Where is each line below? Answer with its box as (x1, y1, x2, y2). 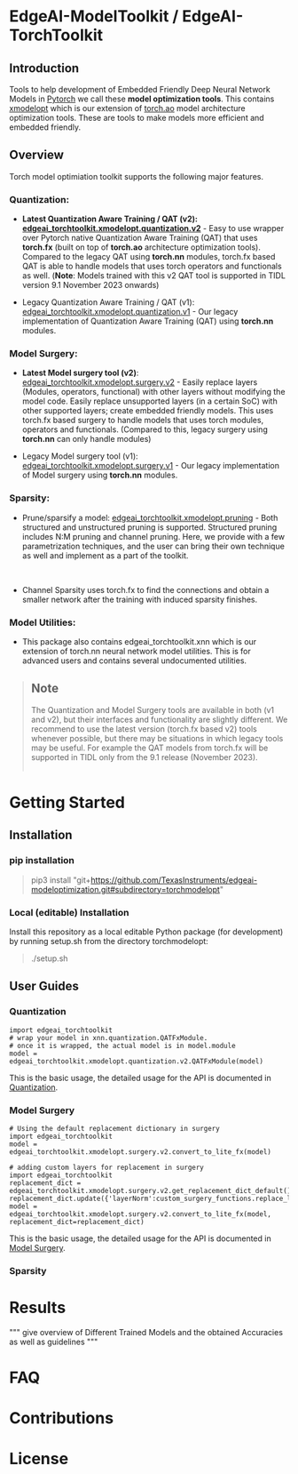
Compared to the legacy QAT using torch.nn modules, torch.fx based (21, 252, 276, 262)
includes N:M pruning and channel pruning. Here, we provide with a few (21, 531, 286, 541)
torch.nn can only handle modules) (21, 434, 152, 445)
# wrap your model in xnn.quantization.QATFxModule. (9, 1033, 208, 1042)
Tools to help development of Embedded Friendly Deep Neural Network (9, 84, 271, 94)
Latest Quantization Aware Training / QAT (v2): (21, 213, 198, 224)
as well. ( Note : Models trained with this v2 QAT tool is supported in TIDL (21, 270, 286, 281)
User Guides (9, 979, 80, 994)
